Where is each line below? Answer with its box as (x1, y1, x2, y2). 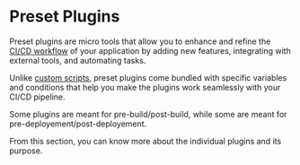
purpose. (9, 145, 43, 156)
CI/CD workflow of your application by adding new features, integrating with (9, 45, 292, 56)
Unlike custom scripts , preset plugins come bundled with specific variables (9, 72, 287, 82)
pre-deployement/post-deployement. (9, 118, 147, 129)
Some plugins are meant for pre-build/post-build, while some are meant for (9, 109, 287, 119)
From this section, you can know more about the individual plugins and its (9, 135, 282, 146)
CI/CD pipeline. (9, 91, 66, 102)
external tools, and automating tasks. (9, 55, 146, 65)
